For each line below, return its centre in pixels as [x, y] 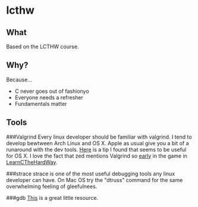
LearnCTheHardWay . [32, 162]
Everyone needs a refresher [49, 97]
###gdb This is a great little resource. [52, 197]
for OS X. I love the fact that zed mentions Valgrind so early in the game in [97, 156]
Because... [19, 79]
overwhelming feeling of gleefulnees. [52, 186]
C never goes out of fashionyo [52, 91]
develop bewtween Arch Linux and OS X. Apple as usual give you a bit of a [98, 143]
